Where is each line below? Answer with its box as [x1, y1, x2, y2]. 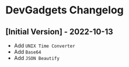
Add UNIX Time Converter [13, 42, 75, 49]
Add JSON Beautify [13, 55, 60, 61]
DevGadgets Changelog [5, 3, 124, 17]
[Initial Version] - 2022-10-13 [5, 27, 113, 37]
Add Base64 [13, 48, 41, 55]
